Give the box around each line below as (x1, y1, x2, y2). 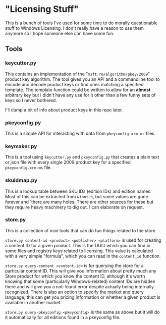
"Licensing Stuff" (5, 3, 79, 15)
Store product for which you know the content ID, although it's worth (5, 273, 145, 279)
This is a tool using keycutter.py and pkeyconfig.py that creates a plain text (5, 154, 160, 160)
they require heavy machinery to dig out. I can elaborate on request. (5, 204, 144, 210)
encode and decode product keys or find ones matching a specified (5, 81, 144, 87)
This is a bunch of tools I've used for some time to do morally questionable (5, 20, 158, 26)
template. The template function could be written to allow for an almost (5, 87, 151, 93)
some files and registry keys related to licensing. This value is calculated (5, 248, 153, 254)
